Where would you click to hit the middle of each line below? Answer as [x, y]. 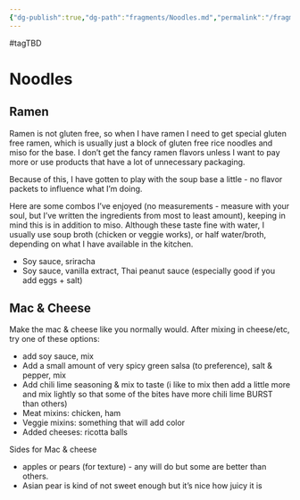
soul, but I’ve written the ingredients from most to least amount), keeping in [147, 215]
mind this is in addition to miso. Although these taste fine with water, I [137, 225]
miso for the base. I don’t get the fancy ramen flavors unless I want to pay [145, 152]
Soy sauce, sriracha [58, 261]
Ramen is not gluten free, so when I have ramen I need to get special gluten [148, 133]
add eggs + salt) [52, 280]
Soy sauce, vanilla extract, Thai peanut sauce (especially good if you [149, 271]
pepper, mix [44, 375]
